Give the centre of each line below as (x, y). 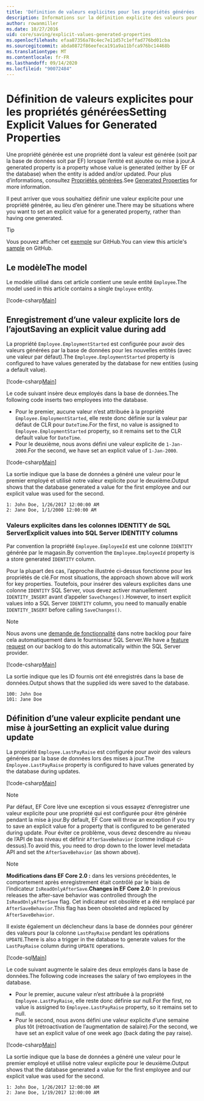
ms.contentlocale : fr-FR (38, 57)
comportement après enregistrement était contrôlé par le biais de (88, 882)
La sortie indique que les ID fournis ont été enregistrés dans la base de (95, 677)
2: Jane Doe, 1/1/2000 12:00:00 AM (51, 510)
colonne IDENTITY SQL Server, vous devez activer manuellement (87, 590)
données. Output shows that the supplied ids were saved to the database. (98, 683)
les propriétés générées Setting (86, 112)
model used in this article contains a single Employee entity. (80, 289)
